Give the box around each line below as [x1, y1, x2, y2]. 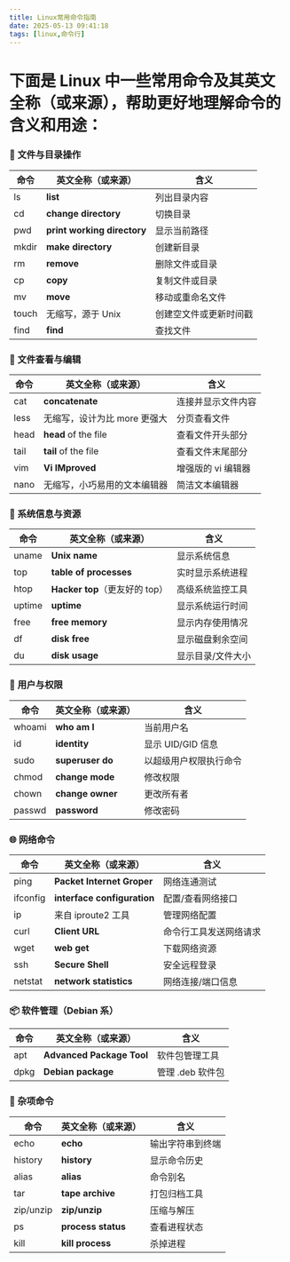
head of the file [43, 428, 108, 441]
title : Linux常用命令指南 [9, 12, 98, 22]
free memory [51, 616, 108, 629]
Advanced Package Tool [43, 1049, 149, 1061]
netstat [13, 975, 43, 988]
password [55, 804, 99, 816]
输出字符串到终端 [149, 1138, 222, 1150]
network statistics [54, 975, 133, 988]
